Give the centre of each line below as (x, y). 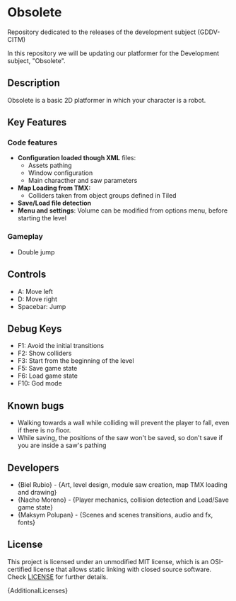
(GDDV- (209, 32)
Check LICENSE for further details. (58, 577)
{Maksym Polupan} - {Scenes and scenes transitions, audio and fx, (115, 515)
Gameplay (25, 237)
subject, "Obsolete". (36, 60)
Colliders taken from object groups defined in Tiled (102, 196)
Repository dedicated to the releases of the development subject (102, 32)
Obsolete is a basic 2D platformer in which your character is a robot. (107, 100)
